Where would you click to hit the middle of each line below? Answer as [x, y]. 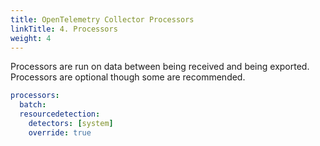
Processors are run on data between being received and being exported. [160, 67]
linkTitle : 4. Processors [64, 29]
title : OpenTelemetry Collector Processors [102, 19]
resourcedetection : [60, 114]
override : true [60, 132]
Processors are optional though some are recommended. [128, 77]
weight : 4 [31, 38]
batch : [33, 105]
